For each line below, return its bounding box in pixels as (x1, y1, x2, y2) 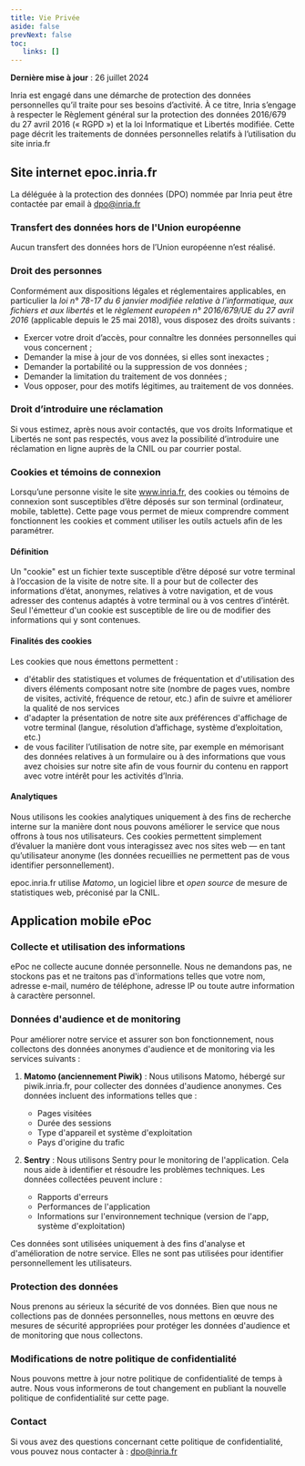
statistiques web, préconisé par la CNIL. (10, 887, 160, 898)
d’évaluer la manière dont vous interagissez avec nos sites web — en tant (10, 840, 286, 851)
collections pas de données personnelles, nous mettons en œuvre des (10, 1310, 275, 1321)
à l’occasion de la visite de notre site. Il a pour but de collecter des (10, 575, 259, 587)
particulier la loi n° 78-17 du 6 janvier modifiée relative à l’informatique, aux (10, 295, 294, 306)
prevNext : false (10, 30, 72, 39)
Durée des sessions (36, 1117, 112, 1128)
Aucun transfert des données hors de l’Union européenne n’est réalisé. (10, 242, 276, 253)
